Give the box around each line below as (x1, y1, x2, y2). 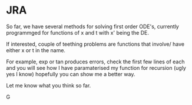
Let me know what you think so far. (6, 82, 91, 89)
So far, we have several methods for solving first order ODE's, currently (6, 23, 180, 30)
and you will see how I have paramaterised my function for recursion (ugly (6, 64, 187, 71)
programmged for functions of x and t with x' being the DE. (6, 29, 149, 36)
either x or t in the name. (6, 46, 66, 53)
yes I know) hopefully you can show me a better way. (6, 70, 135, 77)
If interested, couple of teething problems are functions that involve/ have (6, 40, 184, 48)
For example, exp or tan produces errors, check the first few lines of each (6, 58, 185, 65)
